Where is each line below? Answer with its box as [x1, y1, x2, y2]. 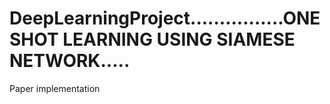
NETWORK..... [9, 50, 131, 72]
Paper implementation [9, 82, 101, 94]
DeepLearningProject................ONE [9, 7, 321, 30]
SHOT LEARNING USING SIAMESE [9, 28, 296, 51]
